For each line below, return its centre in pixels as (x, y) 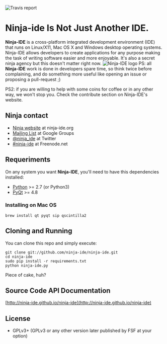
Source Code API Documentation (58, 291)
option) (20, 336)
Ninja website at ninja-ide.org (43, 128)
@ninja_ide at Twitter (34, 138)
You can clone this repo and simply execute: (51, 243)
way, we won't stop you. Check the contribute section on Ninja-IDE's (76, 94)
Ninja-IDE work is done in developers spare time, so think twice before (78, 68)
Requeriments (28, 160)
